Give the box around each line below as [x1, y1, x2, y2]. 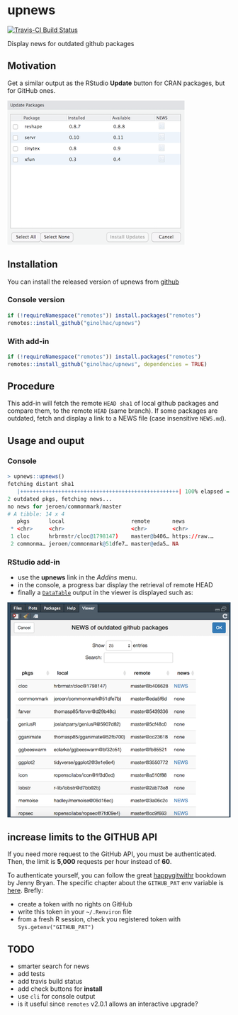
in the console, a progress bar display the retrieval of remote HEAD [17, 581, 214, 589]
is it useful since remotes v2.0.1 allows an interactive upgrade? [17, 999, 198, 1009]
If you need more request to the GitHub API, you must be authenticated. [7, 850, 217, 858]
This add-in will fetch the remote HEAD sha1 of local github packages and [7, 399, 220, 408]
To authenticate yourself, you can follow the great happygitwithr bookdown [7, 871, 227, 880]
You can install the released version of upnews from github [7, 277, 179, 286]
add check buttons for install [17, 985, 103, 993]
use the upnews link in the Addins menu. [17, 573, 137, 582]
